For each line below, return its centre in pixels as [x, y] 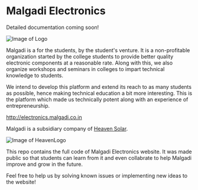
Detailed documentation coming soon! [53, 27]
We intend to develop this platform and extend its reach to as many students [99, 86]
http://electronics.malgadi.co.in [44, 117]
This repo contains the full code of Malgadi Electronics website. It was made [99, 152]
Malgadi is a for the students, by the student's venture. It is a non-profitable [98, 50]
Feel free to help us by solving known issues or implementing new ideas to [97, 175]
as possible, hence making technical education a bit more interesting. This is [99, 93]
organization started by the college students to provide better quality [90, 56]
